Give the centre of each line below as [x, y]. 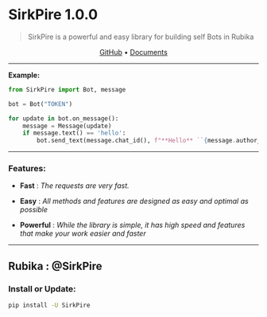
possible [33, 209]
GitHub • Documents [133, 52]
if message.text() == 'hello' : [74, 133]
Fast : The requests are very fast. [74, 186]
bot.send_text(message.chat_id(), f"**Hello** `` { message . [137, 141]
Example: [24, 75]
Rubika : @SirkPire [55, 266]
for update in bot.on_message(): [64, 118]
